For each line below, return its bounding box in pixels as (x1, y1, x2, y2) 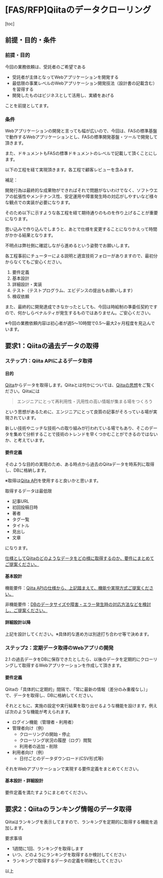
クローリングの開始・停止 (19, 731, 71, 737)
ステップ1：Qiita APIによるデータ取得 (5, 358, 93, 364)
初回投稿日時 (12, 504, 38, 510)
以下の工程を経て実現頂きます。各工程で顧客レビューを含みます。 (5, 166, 136, 172)
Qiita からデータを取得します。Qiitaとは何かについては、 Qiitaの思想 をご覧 (5, 382, 151, 388)
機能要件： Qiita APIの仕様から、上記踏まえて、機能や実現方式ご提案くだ (5, 585, 149, 591)
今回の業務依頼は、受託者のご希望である (5, 64, 86, 69)
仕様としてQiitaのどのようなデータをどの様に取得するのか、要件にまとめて (5, 555, 154, 561)
